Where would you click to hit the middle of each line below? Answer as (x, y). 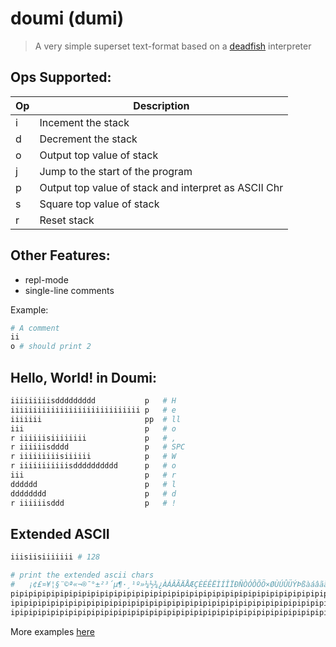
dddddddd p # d (93, 493)
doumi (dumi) (67, 18)
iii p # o (93, 428)
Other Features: (60, 255)
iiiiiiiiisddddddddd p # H (93, 401)
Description (161, 105)
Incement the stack (84, 122)
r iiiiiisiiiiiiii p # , (93, 438)
